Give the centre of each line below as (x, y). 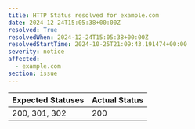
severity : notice (36, 52)
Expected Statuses (48, 100)
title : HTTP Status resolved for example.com (83, 15)
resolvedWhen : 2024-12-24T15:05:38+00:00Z (78, 37)
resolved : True (33, 30)
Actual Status (117, 100)
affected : (24, 59)
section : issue (33, 73)
